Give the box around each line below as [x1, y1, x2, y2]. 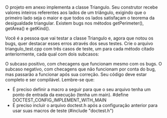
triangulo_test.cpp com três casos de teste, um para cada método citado [5, 46, 155, 51]
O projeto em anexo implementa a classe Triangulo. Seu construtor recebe [5, 4, 158, 10]
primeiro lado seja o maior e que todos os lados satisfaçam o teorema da [5, 15, 155, 20]
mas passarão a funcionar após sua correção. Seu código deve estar [5, 71, 147, 77]
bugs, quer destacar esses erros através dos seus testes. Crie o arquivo [5, 40, 154, 46]
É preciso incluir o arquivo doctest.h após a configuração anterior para [12, 102, 158, 108]
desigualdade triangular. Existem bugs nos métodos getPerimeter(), [5, 20, 144, 26]
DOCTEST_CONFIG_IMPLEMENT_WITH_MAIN [12, 97, 107, 103]
